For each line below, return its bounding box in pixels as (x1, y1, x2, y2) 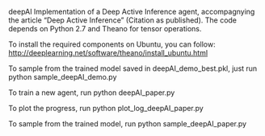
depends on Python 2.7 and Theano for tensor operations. (8, 24, 202, 33)
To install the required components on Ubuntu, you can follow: (8, 39, 216, 49)
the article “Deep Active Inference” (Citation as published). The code (8, 15, 237, 25)
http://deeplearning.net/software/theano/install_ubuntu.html (8, 48, 208, 57)
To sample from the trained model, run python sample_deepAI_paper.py (8, 119, 247, 128)
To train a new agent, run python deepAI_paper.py (8, 88, 175, 97)
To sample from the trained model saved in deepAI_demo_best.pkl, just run (8, 64, 258, 73)
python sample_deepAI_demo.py (8, 72, 117, 81)
